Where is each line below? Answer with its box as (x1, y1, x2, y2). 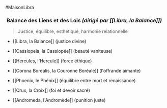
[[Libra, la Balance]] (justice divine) (12, 38, 87, 45)
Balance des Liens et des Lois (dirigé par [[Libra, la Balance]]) (6, 17, 162, 24)
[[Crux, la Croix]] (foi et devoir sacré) (12, 87, 91, 93)
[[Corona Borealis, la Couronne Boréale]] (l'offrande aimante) (12, 68, 141, 74)
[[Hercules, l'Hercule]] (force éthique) (12, 58, 92, 64)
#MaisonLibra (5, 5, 34, 10)
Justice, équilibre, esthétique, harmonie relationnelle (17, 28, 128, 34)
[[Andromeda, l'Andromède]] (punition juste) (12, 97, 106, 103)
